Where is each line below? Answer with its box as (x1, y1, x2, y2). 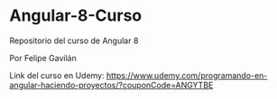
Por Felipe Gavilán (9, 52, 77, 63)
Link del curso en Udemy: (9, 69, 106, 81)
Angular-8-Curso (9, 5, 143, 26)
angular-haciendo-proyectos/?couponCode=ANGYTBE (9, 79, 214, 90)
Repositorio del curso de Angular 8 (9, 35, 139, 46)
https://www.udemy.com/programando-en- (106, 69, 268, 81)
